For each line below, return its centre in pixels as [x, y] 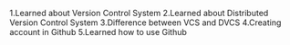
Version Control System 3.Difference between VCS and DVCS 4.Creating [145, 22]
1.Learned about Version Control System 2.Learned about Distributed [139, 13]
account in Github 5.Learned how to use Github [98, 32]
